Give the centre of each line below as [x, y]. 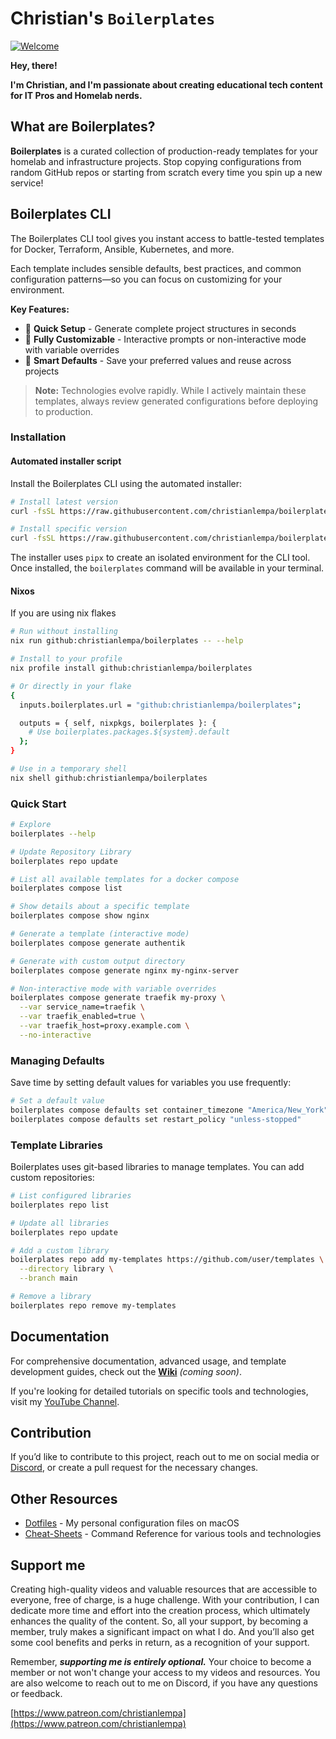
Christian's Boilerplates [113, 18]
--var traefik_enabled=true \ [82, 1017]
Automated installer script [66, 461]
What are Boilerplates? [83, 127]
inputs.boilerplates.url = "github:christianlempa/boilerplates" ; [160, 705]
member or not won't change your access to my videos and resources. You [165, 1673]
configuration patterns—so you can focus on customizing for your [146, 279]
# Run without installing [64, 632]
